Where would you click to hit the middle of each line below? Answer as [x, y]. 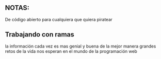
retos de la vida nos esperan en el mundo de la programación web [71, 51]
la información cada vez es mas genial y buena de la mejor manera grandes [80, 46]
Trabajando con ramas [40, 35]
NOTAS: [17, 8]
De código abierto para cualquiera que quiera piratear [59, 19]
